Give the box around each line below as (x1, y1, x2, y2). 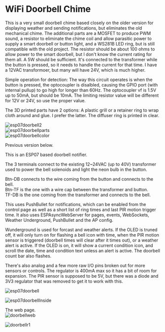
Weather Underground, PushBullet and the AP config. (5, 217, 113, 223)
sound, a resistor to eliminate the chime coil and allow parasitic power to (5, 36, 152, 41)
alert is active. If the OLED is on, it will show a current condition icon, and (5, 242, 154, 248)
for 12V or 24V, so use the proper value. (5, 97, 86, 103)
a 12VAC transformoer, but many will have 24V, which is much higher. (5, 67, 146, 73)
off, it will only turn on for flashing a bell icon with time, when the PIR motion (5, 232, 159, 238)
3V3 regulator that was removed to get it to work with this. (5, 278, 123, 284)
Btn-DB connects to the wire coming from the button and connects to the (5, 176, 154, 182)
